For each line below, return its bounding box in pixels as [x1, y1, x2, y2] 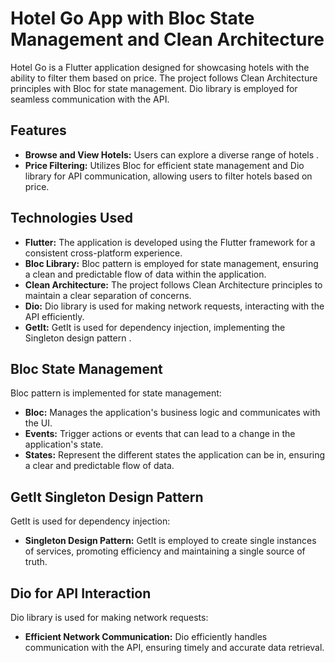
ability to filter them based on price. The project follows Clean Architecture [10, 72, 318, 84]
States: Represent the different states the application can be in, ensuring [24, 449, 326, 461]
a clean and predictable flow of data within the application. [24, 268, 267, 280]
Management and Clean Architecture [10, 28, 325, 51]
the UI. [24, 417, 53, 429]
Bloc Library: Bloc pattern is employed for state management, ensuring [24, 257, 319, 269]
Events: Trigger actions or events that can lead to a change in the [24, 428, 296, 440]
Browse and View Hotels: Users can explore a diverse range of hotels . [24, 148, 320, 161]
